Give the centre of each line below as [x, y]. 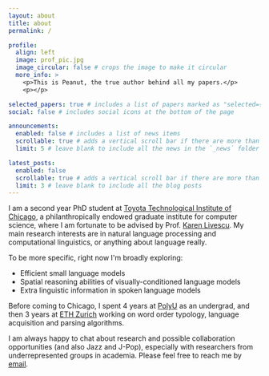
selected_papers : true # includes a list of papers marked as [114, 104]
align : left [36, 53]
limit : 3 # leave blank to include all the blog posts [109, 185]
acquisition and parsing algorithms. [66, 323]
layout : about [32, 16]
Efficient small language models [72, 273]
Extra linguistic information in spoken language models [110, 290]
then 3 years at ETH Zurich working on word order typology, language [124, 314]
